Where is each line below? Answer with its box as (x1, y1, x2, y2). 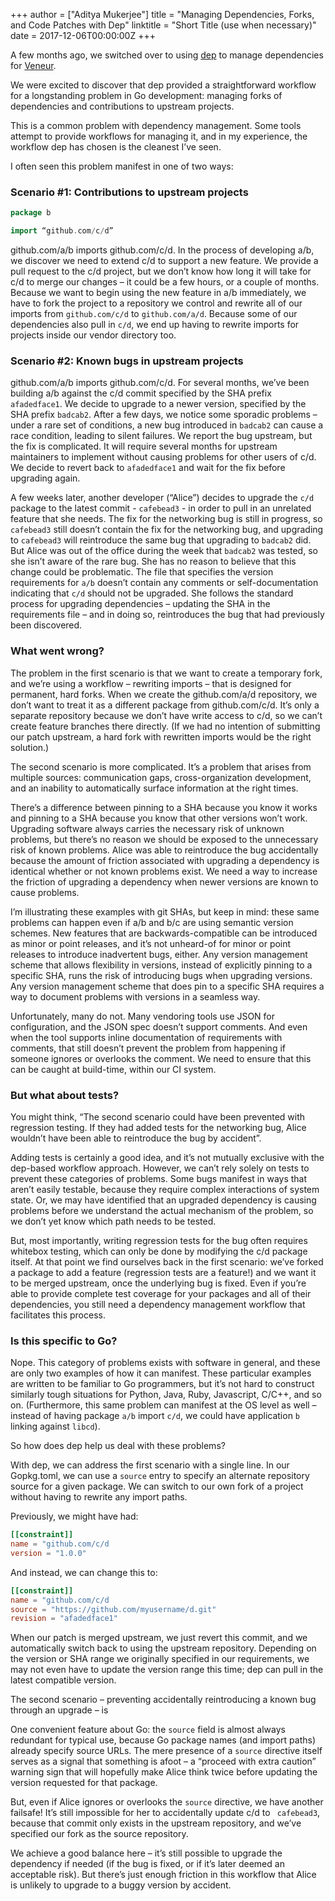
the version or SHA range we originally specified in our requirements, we (10, 1653, 310, 1665)
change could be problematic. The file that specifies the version (10, 566, 274, 578)
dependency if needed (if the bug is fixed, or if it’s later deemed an (10, 1858, 285, 1870)
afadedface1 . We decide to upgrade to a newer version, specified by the (10, 398, 307, 410)
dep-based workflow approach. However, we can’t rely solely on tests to (10, 1162, 310, 1174)
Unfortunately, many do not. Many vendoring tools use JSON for (10, 1010, 276, 1022)
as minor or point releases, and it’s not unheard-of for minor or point (10, 937, 292, 949)
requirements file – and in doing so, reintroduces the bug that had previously (10, 609, 325, 621)
